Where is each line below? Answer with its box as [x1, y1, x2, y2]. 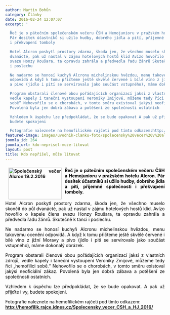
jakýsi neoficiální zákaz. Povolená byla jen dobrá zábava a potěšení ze [5, 268, 165, 274]
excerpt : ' [5, 21, 28, 27]
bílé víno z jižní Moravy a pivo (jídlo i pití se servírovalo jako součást [5, 237, 165, 243]
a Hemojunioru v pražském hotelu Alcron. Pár [65, 173, 165, 179]
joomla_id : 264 [5, 138, 37, 143]
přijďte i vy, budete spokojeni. [5, 289, 67, 295]
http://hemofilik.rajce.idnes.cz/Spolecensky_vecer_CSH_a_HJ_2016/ [5, 304, 153, 310]
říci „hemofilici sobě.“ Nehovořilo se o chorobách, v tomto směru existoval [5, 263, 165, 269]
